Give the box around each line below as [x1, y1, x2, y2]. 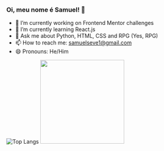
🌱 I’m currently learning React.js [15, 26, 96, 33]
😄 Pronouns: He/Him [15, 48, 69, 55]
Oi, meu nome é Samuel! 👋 [6, 5, 85, 14]
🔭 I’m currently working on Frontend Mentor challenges [15, 19, 154, 27]
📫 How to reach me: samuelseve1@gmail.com [15, 39, 132, 46]
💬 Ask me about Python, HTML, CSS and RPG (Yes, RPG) [15, 32, 159, 40]
